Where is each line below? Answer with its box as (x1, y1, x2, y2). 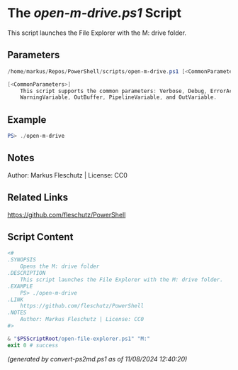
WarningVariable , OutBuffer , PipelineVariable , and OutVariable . (20, 94, 217, 101)
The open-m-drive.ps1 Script (7, 5, 182, 21)
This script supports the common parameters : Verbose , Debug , (20, 87, 208, 94)
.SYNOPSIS (7, 256, 37, 263)
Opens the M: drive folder (20, 263, 100, 271)
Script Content (7, 231, 74, 243)
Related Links (7, 192, 69, 204)
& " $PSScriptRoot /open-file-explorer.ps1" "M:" (7, 335, 151, 342)
